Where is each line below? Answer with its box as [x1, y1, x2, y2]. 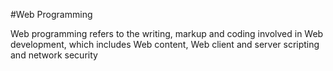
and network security [10, 49, 98, 61]
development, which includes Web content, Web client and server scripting [10, 39, 320, 50]
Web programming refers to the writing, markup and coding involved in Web [10, 28, 324, 39]
